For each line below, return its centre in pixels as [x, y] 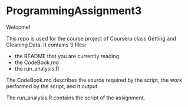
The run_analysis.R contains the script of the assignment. [76, 98]
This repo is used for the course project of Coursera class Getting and [91, 38]
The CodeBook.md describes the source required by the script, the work [94, 80]
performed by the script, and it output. [52, 86]
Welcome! [18, 27]
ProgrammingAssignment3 [74, 11]
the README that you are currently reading [67, 56]
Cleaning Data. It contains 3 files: [46, 45]
